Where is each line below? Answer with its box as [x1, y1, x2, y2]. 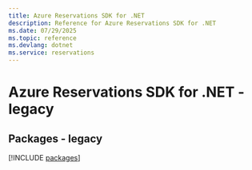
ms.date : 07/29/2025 [8, 26, 78, 34]
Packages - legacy [8, 132, 102, 145]
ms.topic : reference [8, 34, 78, 42]
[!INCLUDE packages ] [8, 153, 81, 162]
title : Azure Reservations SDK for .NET [8, 11, 146, 20]
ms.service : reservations [8, 49, 94, 57]
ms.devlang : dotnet [8, 42, 74, 49]
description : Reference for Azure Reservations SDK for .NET [8, 19, 217, 27]
